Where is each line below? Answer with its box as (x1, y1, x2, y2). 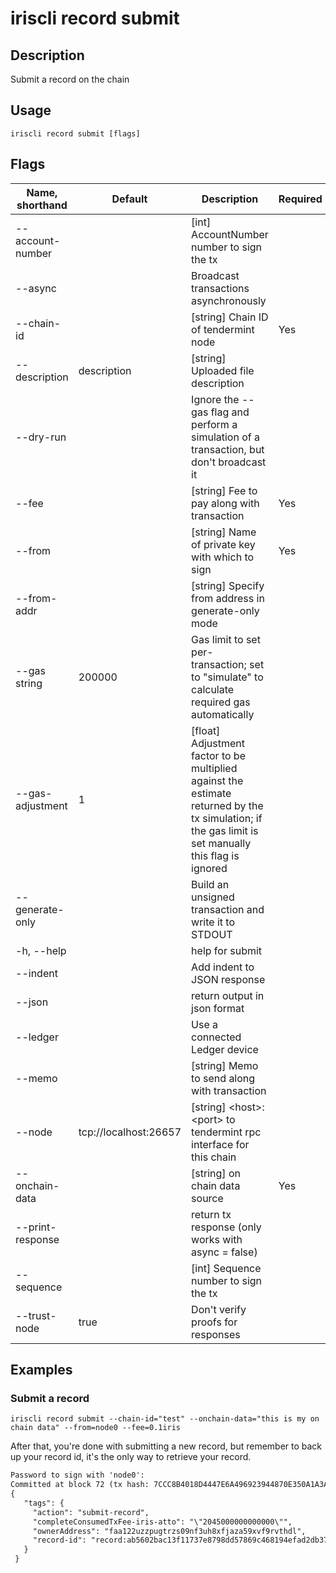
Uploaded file (191, 363, 255, 377)
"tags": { (23, 1498, 65, 1508)
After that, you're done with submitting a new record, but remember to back (10, 1440, 323, 1452)
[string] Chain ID (191, 310, 269, 324)
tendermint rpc (191, 1125, 262, 1139)
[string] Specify (191, 578, 265, 592)
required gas (191, 695, 251, 709)
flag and (210, 405, 250, 419)
